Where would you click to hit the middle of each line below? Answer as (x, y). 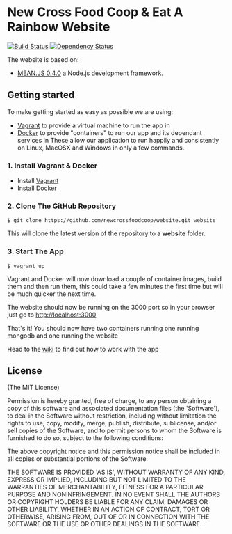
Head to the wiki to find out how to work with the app (83, 349)
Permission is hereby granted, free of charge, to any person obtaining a (109, 401)
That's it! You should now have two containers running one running (103, 328)
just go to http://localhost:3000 (52, 315)
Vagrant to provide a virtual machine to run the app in (93, 125)
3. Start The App (35, 251)
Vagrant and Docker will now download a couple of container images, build (115, 278)
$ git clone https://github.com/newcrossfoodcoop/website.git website (111, 221)
